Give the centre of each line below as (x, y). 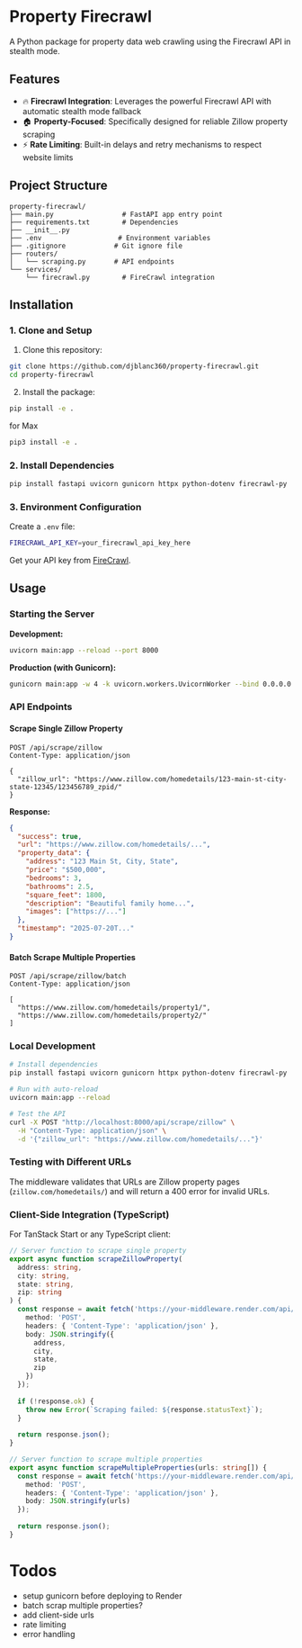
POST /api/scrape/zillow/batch (68, 977)
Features (35, 80)
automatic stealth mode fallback (82, 111)
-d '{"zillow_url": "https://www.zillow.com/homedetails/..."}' (140, 1139)
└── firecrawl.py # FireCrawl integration (120, 277)
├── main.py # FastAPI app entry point (116, 214)
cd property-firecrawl (52, 375)
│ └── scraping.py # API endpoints (92, 261)
